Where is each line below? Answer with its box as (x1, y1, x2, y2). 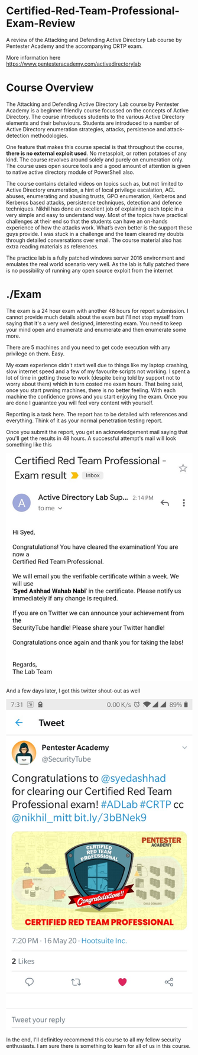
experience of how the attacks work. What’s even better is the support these (6, 224, 193, 231)
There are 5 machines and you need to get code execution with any (6, 344, 171, 351)
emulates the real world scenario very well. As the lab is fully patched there (6, 260, 190, 267)
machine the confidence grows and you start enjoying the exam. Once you (6, 393, 188, 400)
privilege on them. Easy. (6, 350, 65, 357)
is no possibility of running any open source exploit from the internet (6, 267, 173, 274)
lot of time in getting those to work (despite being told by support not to (6, 374, 180, 381)
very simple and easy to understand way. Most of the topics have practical (6, 211, 188, 218)
